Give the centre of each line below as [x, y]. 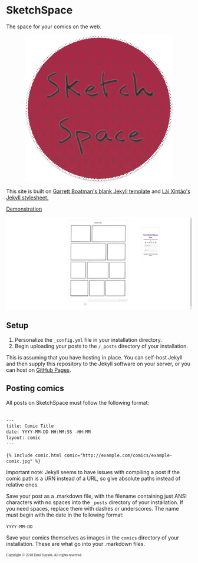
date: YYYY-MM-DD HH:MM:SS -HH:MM [49, 432]
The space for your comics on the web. [54, 26]
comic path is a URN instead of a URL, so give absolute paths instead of [93, 478]
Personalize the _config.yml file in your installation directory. [88, 339]
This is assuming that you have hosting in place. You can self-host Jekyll [94, 357]
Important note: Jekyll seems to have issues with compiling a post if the [93, 472]
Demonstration [24, 209]
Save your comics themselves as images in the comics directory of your [93, 537]
